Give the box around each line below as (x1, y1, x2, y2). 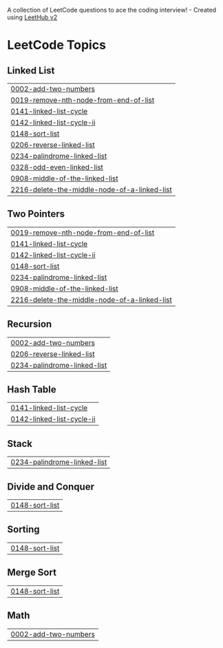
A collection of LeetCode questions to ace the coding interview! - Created (7, 6, 217, 14)
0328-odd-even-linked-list (10, 163, 103, 171)
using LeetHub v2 (7, 13, 58, 21)
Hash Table (7, 384, 56, 395)
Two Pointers (7, 208, 65, 220)
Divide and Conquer (7, 481, 95, 492)
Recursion (7, 318, 52, 330)
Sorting (7, 523, 40, 536)
